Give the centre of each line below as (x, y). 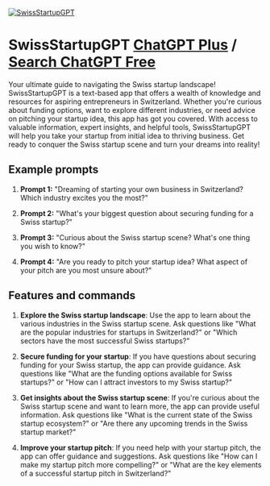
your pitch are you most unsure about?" (86, 270)
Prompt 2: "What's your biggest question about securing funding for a (137, 213)
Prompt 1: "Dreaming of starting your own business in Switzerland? (131, 189)
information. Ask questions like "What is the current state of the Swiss (136, 414)
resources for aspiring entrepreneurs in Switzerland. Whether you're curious (135, 102)
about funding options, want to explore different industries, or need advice (132, 110)
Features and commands (72, 295)
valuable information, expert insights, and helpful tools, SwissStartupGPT (130, 127)
